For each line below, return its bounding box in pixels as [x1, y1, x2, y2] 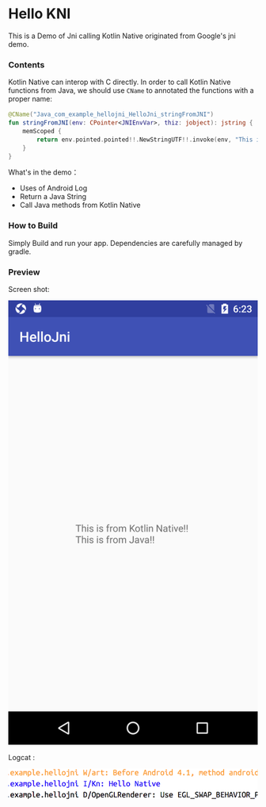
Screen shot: [8, 285, 50, 294]
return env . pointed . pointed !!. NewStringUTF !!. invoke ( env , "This [36, 136, 253, 144]
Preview [8, 267, 40, 278]
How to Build [8, 220, 58, 231]
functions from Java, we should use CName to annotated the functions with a [8, 86, 255, 95]
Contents [8, 59, 45, 70]
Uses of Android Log [19, 183, 88, 193]
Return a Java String [19, 192, 87, 202]
